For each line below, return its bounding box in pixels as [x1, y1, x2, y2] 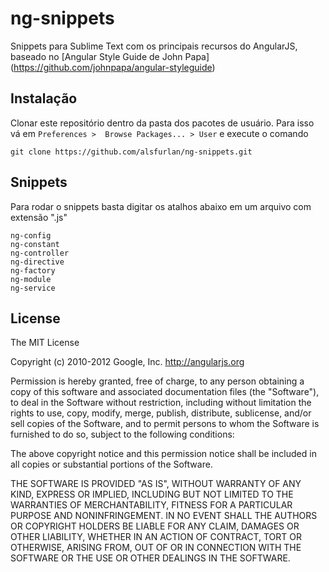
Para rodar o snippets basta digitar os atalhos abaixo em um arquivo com [10, 200, 312, 212]
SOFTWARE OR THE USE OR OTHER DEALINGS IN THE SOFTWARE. [10, 552, 291, 564]
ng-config [10, 230, 52, 241]
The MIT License [10, 337, 80, 349]
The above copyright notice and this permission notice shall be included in [10, 448, 317, 460]
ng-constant [10, 239, 60, 249]
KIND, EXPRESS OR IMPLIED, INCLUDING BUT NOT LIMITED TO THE [10, 488, 294, 501]
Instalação [10, 90, 78, 107]
